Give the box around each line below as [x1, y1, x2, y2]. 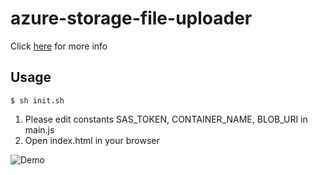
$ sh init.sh [10, 95, 65, 106]
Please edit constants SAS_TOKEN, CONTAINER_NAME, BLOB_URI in [24, 113, 308, 125]
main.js [24, 123, 55, 136]
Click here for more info [10, 40, 108, 52]
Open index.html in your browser [24, 134, 160, 146]
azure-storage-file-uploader [10, 7, 253, 30]
